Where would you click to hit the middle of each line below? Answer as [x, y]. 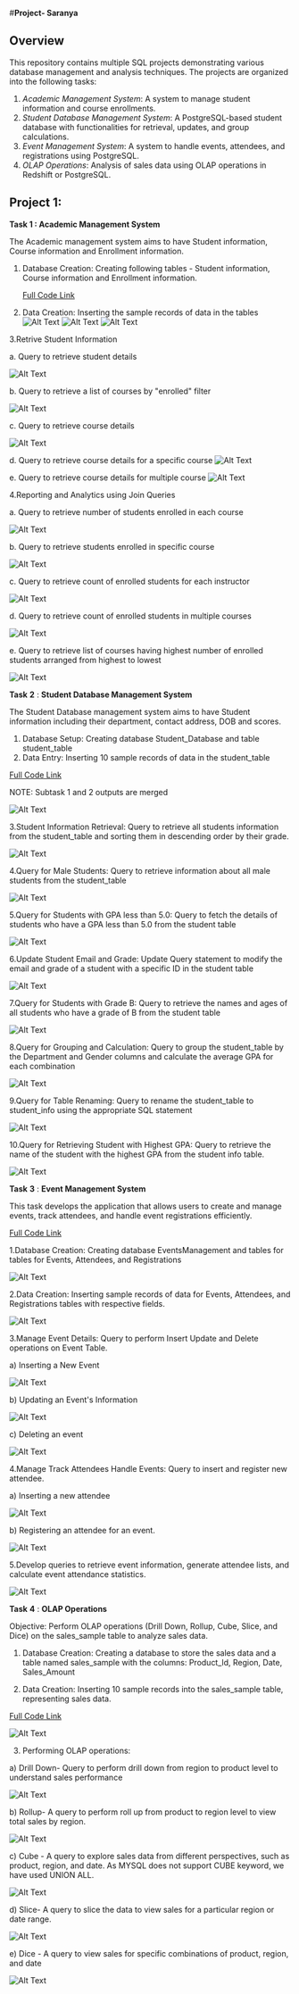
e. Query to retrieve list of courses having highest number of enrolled [136, 650]
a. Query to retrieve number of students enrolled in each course [126, 511]
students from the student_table [68, 880]
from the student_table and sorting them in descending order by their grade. [149, 836]
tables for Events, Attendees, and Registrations [96, 1259]
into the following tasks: [53, 81]
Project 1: [36, 203]
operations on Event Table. [58, 1348]
